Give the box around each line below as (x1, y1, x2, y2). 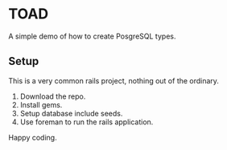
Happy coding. (8, 132, 58, 142)
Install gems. (19, 99, 63, 109)
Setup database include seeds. (19, 108, 123, 118)
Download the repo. (19, 91, 86, 101)
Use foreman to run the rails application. (19, 117, 154, 127)
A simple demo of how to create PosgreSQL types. (8, 31, 176, 41)
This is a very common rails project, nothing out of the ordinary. (8, 75, 220, 85)
